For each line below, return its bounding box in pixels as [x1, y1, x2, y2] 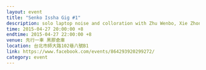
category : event [6, 54, 48, 60]
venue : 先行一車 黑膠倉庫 [6, 37, 66, 43]
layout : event [6, 9, 43, 15]
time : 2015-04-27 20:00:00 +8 [6, 26, 84, 32]
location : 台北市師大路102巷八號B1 [6, 43, 89, 49]
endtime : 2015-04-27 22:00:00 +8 [6, 32, 92, 38]
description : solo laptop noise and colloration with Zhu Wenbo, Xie [6, 20, 188, 26]
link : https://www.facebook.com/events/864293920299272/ [6, 49, 155, 55]
